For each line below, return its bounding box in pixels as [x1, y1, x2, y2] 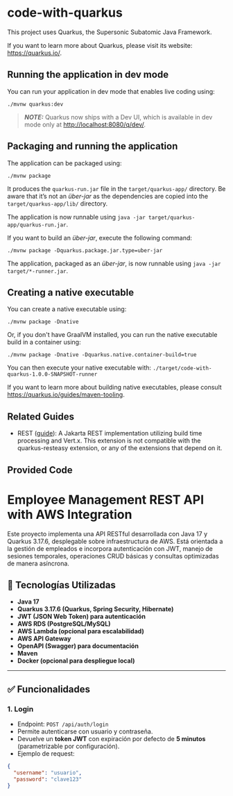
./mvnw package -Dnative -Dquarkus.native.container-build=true [7, 351, 197, 358]
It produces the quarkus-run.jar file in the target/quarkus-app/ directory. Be [7, 184, 226, 192]
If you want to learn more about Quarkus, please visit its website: [7, 41, 193, 49]
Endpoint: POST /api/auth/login [17, 720, 109, 729]
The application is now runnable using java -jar [7, 213, 146, 221]
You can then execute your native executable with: [7, 363, 151, 372]
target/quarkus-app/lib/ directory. [7, 199, 108, 208]
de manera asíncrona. [7, 559, 69, 567]
